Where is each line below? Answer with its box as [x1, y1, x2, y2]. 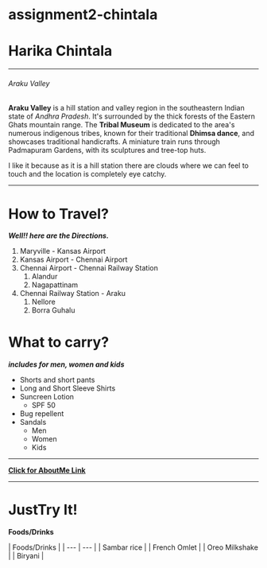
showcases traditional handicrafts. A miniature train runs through [8, 137, 221, 146]
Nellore [31, 297, 56, 307]
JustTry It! [8, 501, 78, 519]
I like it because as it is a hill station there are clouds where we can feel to [8, 161, 249, 170]
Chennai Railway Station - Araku [19, 289, 126, 298]
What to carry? [8, 333, 110, 352]
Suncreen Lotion [19, 392, 74, 402]
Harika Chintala [8, 42, 113, 60]
